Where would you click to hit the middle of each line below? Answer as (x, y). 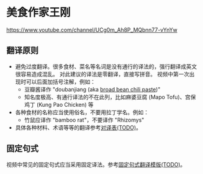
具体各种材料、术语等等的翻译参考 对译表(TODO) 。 (78, 127)
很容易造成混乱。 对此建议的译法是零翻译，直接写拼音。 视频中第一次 (102, 74)
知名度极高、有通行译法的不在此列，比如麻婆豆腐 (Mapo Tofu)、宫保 (110, 97)
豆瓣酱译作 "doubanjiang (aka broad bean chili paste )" (92, 89)
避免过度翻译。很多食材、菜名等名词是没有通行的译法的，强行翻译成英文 (106, 66)
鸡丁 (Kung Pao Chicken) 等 (59, 104)
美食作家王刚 (39, 13)
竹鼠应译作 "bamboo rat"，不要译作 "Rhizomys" (84, 120)
